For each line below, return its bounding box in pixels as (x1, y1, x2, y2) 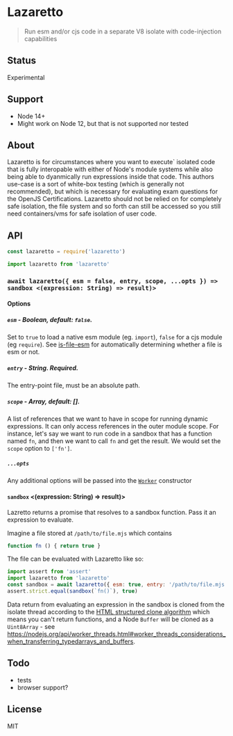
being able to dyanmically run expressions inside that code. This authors (7, 173, 215, 181)
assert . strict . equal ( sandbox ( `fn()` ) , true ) (7, 588, 138, 595)
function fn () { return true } (7, 542, 101, 550)
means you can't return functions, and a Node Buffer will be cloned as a (7, 615, 214, 623)
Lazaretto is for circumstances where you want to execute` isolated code (7, 158, 216, 166)
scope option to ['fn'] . (7, 445, 73, 453)
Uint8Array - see (7, 622, 55, 630)
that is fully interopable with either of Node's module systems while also (7, 165, 213, 174)
